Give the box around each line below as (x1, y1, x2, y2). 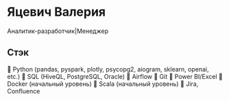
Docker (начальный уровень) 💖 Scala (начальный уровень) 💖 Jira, (7, 80, 199, 88)
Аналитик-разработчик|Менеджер (7, 27, 108, 35)
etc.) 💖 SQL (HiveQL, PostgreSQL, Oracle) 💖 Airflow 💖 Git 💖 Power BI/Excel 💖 (7, 72, 223, 80)
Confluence (7, 87, 40, 95)
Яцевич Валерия (7, 4, 106, 20)
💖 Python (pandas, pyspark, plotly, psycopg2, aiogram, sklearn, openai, (7, 65, 209, 73)
